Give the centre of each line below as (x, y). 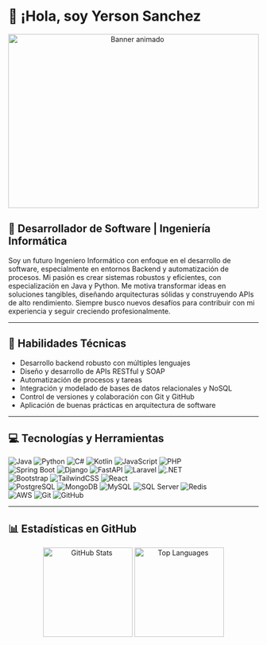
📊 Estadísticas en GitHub (72, 528)
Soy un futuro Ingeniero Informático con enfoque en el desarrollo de (120, 260)
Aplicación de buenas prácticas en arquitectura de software (118, 405)
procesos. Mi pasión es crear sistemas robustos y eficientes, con (115, 277)
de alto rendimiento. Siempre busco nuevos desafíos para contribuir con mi (132, 302)
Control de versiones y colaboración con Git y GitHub (107, 396)
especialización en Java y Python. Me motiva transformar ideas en (117, 286)
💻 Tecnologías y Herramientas (86, 438)
